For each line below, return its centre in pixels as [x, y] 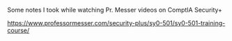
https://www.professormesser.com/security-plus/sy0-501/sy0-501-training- [116, 23]
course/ [18, 30]
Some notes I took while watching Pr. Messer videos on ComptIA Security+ [115, 10]
